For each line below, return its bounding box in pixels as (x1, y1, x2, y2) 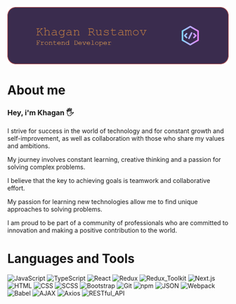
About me (7, 82, 66, 99)
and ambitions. (7, 141, 51, 150)
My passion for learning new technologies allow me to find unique (7, 197, 198, 205)
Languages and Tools (7, 251, 135, 267)
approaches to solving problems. (7, 205, 103, 213)
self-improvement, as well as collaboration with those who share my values (7, 134, 225, 142)
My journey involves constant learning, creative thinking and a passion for (7, 155, 221, 163)
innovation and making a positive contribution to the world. (7, 226, 178, 234)
